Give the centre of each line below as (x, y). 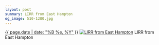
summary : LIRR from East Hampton (39, 14)
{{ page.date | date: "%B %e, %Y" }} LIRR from (79, 32)
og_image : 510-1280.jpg (29, 18)
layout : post (18, 9)
